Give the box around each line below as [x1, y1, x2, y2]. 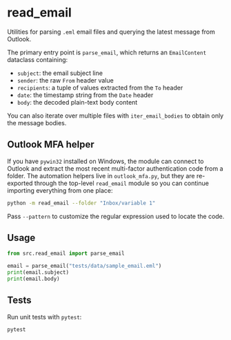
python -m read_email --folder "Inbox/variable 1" [7, 200, 156, 206]
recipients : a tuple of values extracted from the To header [17, 83, 183, 92]
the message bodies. [7, 118, 67, 127]
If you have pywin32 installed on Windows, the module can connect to [7, 157, 205, 165]
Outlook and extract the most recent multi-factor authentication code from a [7, 164, 223, 173]
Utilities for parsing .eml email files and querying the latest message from [7, 28, 216, 36]
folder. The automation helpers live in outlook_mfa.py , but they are [7, 171, 195, 180]
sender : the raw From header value [17, 76, 114, 84]
